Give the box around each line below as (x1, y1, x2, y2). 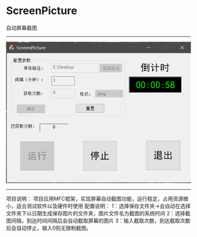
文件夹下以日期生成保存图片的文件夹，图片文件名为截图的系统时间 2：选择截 (6, 210, 191, 217)
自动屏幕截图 (6, 24, 37, 31)
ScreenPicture (6, 4, 77, 18)
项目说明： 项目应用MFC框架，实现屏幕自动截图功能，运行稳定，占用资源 (6, 195, 184, 202)
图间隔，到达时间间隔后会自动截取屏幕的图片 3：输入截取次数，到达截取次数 (6, 217, 191, 224)
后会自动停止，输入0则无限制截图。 (6, 225, 92, 232)
